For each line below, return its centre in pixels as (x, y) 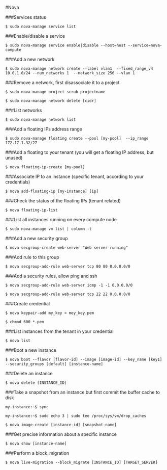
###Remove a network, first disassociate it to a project (62, 83)
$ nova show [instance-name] (36, 443)
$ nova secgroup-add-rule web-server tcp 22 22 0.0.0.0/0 (68, 294)
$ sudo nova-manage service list (41, 27)
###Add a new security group (37, 238)
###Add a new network (30, 59)
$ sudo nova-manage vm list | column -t (49, 229)
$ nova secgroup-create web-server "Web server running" (67, 248)
